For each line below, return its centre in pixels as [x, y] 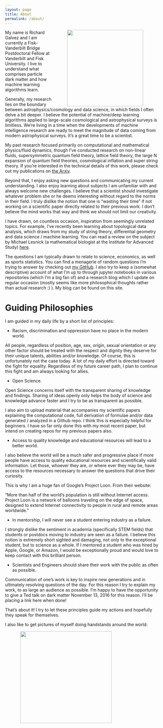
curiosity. [14, 476]
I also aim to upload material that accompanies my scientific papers [72, 410]
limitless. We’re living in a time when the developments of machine [72, 125]
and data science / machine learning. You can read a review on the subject [80, 237]
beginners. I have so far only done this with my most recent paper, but [75, 426]
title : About [18, 14]
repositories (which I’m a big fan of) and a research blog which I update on [80, 277]
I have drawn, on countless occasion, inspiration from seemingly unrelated [80, 221]
